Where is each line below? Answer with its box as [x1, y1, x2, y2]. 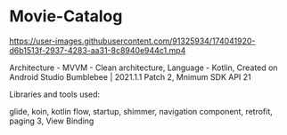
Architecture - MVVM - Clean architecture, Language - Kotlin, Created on [9, 62, 278, 73]
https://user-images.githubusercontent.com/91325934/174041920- [9, 36, 256, 46]
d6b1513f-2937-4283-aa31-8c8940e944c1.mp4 [9, 44, 186, 55]
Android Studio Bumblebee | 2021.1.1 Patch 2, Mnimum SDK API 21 [9, 71, 251, 82]
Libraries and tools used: [9, 89, 101, 99]
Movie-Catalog [9, 6, 123, 27]
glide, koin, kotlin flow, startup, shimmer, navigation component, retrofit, [9, 106, 274, 116]
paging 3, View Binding [9, 115, 94, 126]
